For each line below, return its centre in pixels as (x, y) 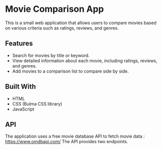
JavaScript (23, 109)
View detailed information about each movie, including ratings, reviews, (85, 61)
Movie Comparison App (55, 9)
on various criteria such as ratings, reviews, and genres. (62, 28)
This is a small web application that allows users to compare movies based (81, 23)
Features (19, 44)
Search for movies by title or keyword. (51, 55)
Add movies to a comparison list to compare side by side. (70, 71)
